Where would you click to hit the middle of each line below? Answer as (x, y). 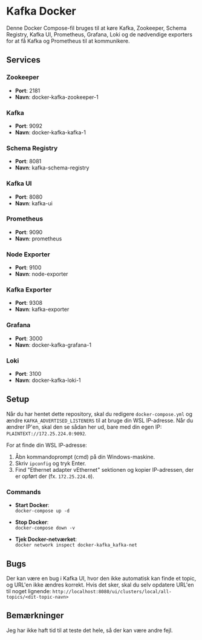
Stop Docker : (32, 522)
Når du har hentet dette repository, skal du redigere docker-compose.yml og (99, 414)
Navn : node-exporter (41, 274)
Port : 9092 (29, 126)
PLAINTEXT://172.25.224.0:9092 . (46, 433)
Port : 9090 (29, 232)
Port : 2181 (28, 90)
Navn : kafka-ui (34, 203)
